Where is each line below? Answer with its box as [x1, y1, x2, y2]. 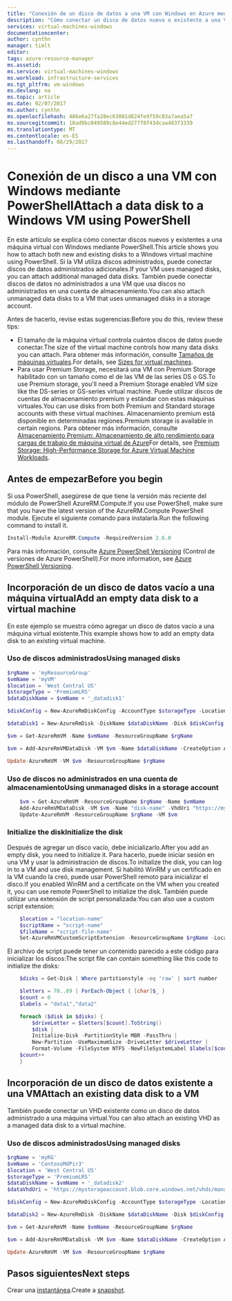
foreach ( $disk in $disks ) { [19, 1013, 104, 1020]
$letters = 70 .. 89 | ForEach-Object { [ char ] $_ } [19, 988, 166, 995]
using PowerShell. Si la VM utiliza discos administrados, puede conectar [7, 257, 213, 266]
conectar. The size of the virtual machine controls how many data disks [17, 343, 219, 351]
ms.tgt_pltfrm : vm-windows [7, 81, 85, 88]
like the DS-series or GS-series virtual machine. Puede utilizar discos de [17, 387, 223, 396]
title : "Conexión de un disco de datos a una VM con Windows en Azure [7, 10, 215, 17]
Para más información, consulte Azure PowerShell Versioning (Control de [7, 547, 215, 555]
